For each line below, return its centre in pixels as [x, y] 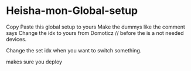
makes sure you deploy [34, 62]
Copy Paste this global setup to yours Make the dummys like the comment [96, 27]
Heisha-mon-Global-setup [72, 11]
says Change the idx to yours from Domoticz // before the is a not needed [95, 33]
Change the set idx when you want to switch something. [74, 50]
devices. [16, 39]
